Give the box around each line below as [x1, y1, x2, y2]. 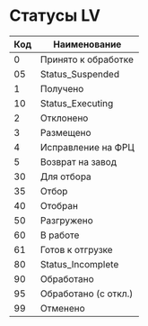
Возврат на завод [39, 155, 117, 168]
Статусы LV [9, 5, 101, 26]
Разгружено [39, 213, 94, 226]
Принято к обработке [39, 53, 135, 66]
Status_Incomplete [39, 258, 119, 270]
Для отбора [39, 170, 91, 183]
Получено [39, 82, 84, 95]
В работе [39, 229, 80, 241]
